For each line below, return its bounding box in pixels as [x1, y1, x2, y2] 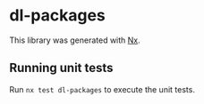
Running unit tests [9, 60, 114, 76]
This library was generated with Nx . [9, 35, 140, 45]
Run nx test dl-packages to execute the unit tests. [9, 84, 195, 94]
